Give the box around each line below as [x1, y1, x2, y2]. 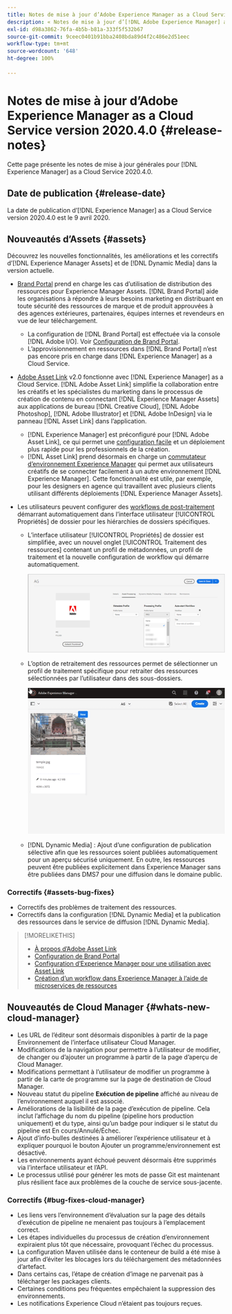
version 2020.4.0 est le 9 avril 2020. [7, 213, 110, 222]
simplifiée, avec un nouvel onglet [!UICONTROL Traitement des [27, 538, 207, 547]
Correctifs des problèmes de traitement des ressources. [17, 903, 177, 911]
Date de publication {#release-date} [7, 188, 166, 199]
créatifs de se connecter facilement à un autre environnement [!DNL [27, 468, 222, 476]
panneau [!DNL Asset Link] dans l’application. [17, 417, 147, 425]
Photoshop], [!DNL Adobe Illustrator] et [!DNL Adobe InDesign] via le [17, 409, 213, 418]
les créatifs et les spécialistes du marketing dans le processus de [17, 388, 203, 396]
